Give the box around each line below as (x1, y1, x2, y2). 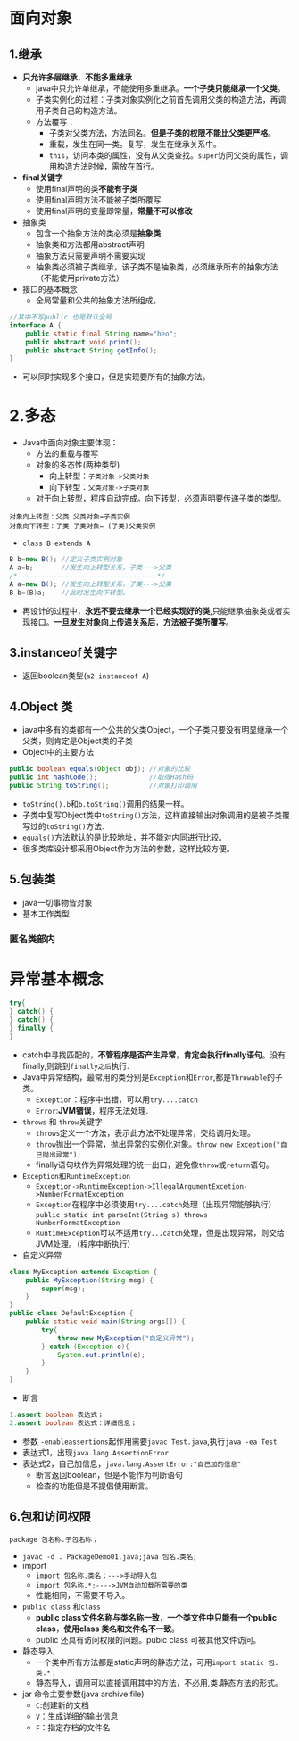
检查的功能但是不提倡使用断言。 (35, 1480, 154, 1491)
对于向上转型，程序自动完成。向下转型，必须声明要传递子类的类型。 (35, 493, 287, 504)
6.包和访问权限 (9, 1509, 92, 1524)
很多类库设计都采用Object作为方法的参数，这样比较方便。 (21, 842, 235, 853)
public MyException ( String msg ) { (25, 1275, 154, 1285)
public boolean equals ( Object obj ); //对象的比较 (9, 765, 191, 774)
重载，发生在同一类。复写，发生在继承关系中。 (48, 139, 221, 149)
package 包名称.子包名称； (9, 1535, 99, 1544)
